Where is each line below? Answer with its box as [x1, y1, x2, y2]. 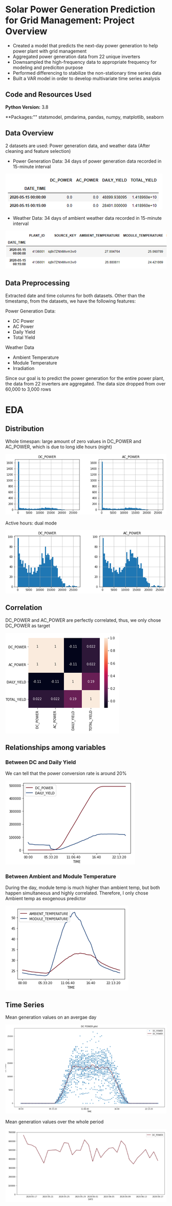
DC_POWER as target [5, 622, 50, 628]
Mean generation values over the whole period [5, 1118, 104, 1125]
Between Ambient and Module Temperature [5, 873, 116, 880]
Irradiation [12, 365, 35, 371]
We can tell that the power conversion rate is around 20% [5, 771, 127, 777]
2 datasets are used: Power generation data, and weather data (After [5, 143, 150, 149]
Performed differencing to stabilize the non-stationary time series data [12, 69, 162, 76]
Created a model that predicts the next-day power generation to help [12, 42, 158, 48]
